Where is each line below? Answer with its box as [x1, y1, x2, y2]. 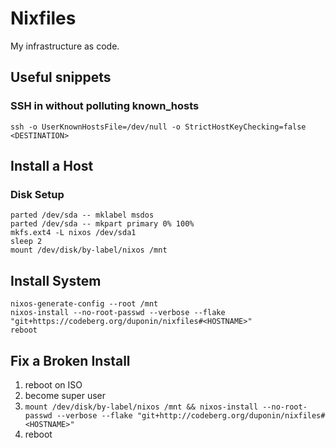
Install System [10, 272, 102, 289]
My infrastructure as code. [10, 40, 120, 52]
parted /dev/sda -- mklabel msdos [10, 210, 155, 221]
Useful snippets [10, 69, 112, 86]
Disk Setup [10, 187, 65, 201]
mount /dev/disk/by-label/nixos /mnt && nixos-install [24, 402, 259, 412]
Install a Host [10, 158, 94, 175]
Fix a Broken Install [10, 352, 131, 369]
